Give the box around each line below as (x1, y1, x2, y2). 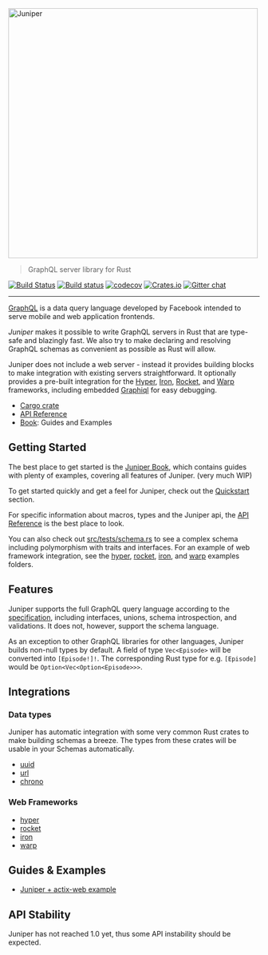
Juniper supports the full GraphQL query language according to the (8, 604, 230, 613)
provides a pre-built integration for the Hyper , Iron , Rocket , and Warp (8, 377, 235, 386)
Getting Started (8, 441, 87, 454)
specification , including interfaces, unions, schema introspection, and (8, 612, 237, 622)
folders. (8, 559, 33, 569)
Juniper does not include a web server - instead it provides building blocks (8, 360, 254, 369)
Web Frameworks (8, 797, 78, 808)
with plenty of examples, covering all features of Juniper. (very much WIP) (8, 470, 253, 480)
